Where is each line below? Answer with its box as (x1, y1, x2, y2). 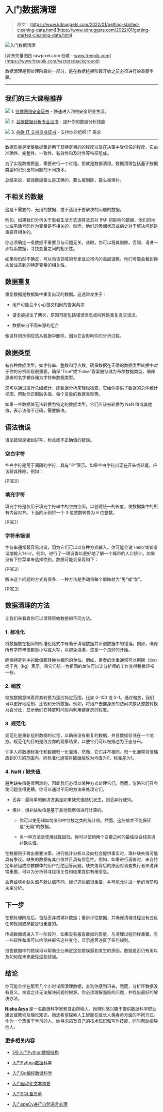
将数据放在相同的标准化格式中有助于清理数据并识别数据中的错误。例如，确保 (5, 641, 158, 646)
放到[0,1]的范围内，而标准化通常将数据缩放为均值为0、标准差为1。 (5, 755, 137, 761)
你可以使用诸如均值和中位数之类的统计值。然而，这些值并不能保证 (19, 817, 151, 823)
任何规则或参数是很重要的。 (5, 920, 61, 927)
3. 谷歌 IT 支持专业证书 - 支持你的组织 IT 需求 (11, 129, 101, 135)
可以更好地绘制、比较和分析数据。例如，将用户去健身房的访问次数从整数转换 (5, 701, 158, 707)
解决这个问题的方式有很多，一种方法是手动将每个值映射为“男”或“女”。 (5, 576, 145, 582)
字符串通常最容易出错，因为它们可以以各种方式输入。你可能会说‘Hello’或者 (5, 544, 154, 550)
